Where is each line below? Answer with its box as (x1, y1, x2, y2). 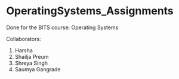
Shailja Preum (14, 53, 49, 60)
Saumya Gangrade (14, 65, 61, 72)
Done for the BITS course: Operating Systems (6, 24, 119, 31)
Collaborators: (6, 35, 41, 42)
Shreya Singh (14, 59, 48, 67)
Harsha (14, 46, 33, 54)
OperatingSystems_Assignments (6, 4, 174, 18)
